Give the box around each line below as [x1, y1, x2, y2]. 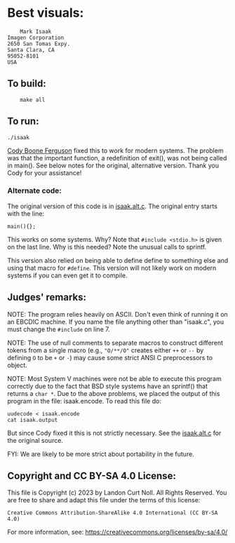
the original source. [7, 436, 63, 444]
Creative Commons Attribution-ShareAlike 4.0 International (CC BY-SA [7, 509, 218, 516]
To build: [7, 78, 47, 90]
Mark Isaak [20, 28, 52, 35]
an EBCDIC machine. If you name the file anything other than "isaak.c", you [7, 317, 224, 326]
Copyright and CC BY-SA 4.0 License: [7, 470, 177, 482]
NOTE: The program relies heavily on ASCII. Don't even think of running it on [7, 310, 228, 318]
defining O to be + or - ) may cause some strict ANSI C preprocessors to [7, 353, 213, 362]
